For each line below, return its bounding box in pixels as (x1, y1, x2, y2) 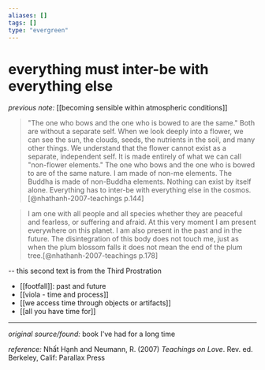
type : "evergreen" (8, 26, 69, 34)
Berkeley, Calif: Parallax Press (8, 353, 105, 363)
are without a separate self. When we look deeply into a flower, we (27, 127, 244, 136)
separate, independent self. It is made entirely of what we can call (27, 151, 242, 162)
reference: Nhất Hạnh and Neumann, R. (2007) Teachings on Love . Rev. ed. (8, 345, 254, 354)
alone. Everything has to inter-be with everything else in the (27, 185, 222, 195)
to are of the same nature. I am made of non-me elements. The (27, 169, 233, 178)
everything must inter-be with (8, 60, 209, 78)
